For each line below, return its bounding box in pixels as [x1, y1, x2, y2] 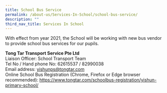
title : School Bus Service [5, 7, 62, 13]
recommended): [5, 77, 39, 83]
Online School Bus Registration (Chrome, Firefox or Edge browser [5, 71, 140, 78]
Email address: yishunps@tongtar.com [5, 66, 85, 72]
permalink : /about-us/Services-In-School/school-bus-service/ [5, 12, 138, 17]
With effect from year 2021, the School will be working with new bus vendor [5, 35, 162, 41]
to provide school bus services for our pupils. [5, 41, 99, 47]
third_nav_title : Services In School [5, 21, 84, 27]
